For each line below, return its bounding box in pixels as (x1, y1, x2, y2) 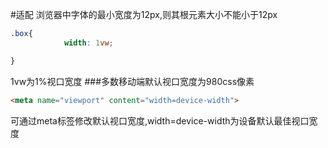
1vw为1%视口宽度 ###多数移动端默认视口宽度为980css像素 (10, 75, 255, 87)
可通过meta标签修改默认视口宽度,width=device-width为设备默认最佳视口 (10, 114, 310, 127)
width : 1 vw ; (63, 38, 114, 48)
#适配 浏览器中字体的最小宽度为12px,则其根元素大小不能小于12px (10, 9, 278, 20)
